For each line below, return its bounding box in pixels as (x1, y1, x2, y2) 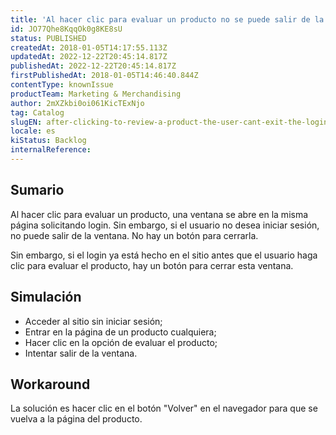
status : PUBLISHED (10, 33, 87, 43)
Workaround (10, 376, 91, 393)
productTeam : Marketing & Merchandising (10, 89, 182, 99)
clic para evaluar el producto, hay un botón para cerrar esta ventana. (10, 259, 294, 271)
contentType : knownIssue (10, 80, 114, 90)
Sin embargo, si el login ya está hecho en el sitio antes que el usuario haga (10, 249, 318, 261)
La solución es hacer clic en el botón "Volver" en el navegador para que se (10, 402, 318, 415)
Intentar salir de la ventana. (24, 347, 138, 359)
